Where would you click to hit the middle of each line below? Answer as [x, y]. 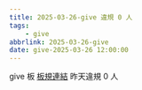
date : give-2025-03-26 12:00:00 [69, 50]
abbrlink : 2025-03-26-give [59, 42]
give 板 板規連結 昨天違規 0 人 [64, 77]
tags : [19, 26]
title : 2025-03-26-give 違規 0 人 [71, 17]
